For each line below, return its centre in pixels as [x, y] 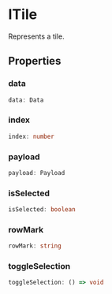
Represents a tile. [36, 36]
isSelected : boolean [42, 210]
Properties [35, 61]
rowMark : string [35, 246]
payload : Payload [37, 173]
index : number [32, 136]
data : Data [26, 100]
